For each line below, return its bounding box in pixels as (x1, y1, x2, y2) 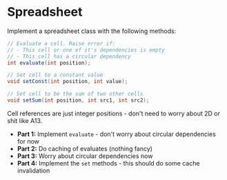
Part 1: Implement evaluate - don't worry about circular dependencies (17, 130, 216, 138)
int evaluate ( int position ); (7, 59, 91, 66)
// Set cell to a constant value (7, 71, 103, 79)
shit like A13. (7, 116, 43, 124)
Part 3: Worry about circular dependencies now (17, 152, 153, 160)
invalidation (17, 166, 50, 175)
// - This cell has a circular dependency (7, 53, 131, 60)
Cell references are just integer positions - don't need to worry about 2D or (7, 109, 221, 117)
